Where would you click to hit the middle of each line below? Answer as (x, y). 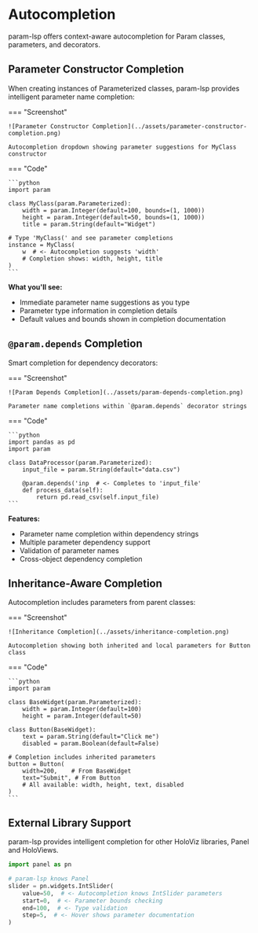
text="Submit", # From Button (72, 778)
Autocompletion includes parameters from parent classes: (102, 603)
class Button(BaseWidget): (52, 730)
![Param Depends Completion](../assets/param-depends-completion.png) (126, 392)
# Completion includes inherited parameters (82, 758)
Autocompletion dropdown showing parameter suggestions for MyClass (122, 147)
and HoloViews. (33, 850)
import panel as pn (40, 865)
